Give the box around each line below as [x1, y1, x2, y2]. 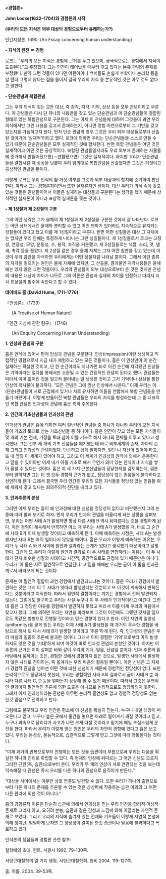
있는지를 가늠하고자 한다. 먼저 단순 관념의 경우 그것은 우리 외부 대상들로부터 [5, 129, 151, 134]
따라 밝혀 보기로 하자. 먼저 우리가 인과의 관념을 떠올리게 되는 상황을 [14, 511, 144, 517]
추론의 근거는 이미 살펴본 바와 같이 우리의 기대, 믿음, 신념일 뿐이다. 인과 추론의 [5, 647, 156, 652]
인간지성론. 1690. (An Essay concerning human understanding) [5, 37, 132, 42]
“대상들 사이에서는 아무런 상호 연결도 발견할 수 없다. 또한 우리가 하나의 [5, 778, 140, 784]
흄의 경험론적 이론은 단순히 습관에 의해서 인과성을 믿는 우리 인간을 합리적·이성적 [5, 801, 159, 807]
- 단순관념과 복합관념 [5, 93, 46, 99]
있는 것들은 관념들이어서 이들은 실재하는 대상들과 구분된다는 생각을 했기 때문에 [5, 189, 156, 195]
